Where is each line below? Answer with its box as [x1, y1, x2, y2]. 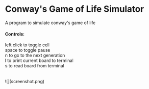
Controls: [5, 31, 25, 37]
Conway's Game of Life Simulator [5, 3, 144, 15]
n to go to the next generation [5, 53, 65, 59]
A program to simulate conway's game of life [5, 20, 96, 26]
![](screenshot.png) [5, 79, 45, 85]
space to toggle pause [5, 47, 50, 53]
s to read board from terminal [5, 63, 65, 69]
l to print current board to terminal [5, 58, 74, 63]
